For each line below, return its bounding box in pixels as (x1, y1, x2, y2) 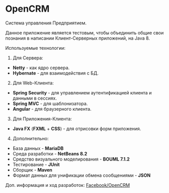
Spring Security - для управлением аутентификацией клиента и (12, 89, 152, 95)
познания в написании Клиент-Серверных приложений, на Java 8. (5, 35, 150, 41)
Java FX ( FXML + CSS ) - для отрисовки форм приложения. (12, 125, 142, 132)
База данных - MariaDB (12, 145, 64, 151)
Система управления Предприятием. (5, 20, 87, 26)
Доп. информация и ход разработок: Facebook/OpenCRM (5, 182, 130, 188)
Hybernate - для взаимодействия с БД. (12, 70, 99, 76)
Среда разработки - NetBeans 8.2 (12, 150, 88, 156)
